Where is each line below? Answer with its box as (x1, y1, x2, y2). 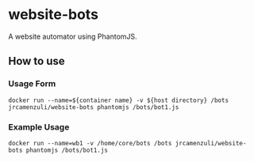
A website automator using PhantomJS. (8, 32, 137, 41)
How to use (8, 55, 65, 68)
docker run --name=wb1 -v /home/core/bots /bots (8, 139, 172, 147)
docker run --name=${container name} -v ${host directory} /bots (8, 96, 229, 104)
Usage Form (8, 78, 56, 89)
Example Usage (8, 121, 70, 132)
